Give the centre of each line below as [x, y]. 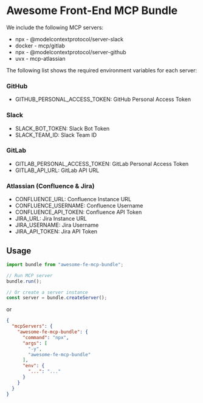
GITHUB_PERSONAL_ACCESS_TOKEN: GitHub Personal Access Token [103, 99]
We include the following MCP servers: [55, 27]
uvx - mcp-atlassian [40, 58]
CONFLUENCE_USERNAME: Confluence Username [79, 206]
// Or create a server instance [47, 292]
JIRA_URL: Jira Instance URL [51, 219]
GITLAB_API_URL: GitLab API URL [57, 170]
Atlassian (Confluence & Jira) [50, 186]
